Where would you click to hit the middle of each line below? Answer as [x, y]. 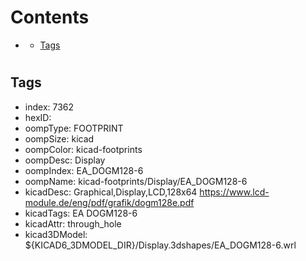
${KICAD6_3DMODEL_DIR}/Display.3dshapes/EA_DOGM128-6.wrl [160, 245]
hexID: [38, 117]
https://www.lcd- [234, 192]
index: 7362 [49, 107]
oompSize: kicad [59, 138]
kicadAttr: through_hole [73, 223]
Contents [50, 17]
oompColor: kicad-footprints [83, 149]
